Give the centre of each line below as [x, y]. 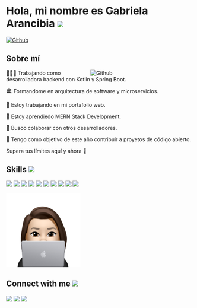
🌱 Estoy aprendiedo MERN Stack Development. [64, 116]
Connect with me [39, 283]
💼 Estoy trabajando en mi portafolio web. [56, 104]
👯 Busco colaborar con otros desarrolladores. [62, 128]
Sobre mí [23, 58]
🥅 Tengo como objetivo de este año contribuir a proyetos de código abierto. [99, 139]
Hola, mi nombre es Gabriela [77, 11]
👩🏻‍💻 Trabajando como [34, 73]
